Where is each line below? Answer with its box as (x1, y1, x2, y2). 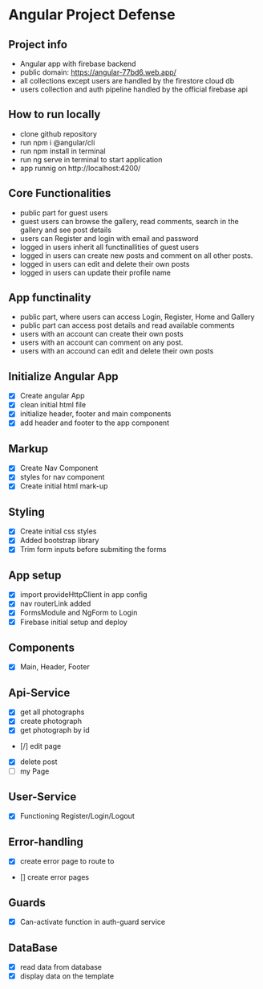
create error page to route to (19, 856, 115, 866)
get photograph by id (19, 725, 90, 735)
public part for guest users (19, 207, 108, 218)
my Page (19, 766, 50, 776)
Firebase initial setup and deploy (19, 617, 128, 627)
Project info (8, 38, 68, 51)
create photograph (19, 717, 83, 726)
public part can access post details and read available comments (19, 321, 235, 330)
